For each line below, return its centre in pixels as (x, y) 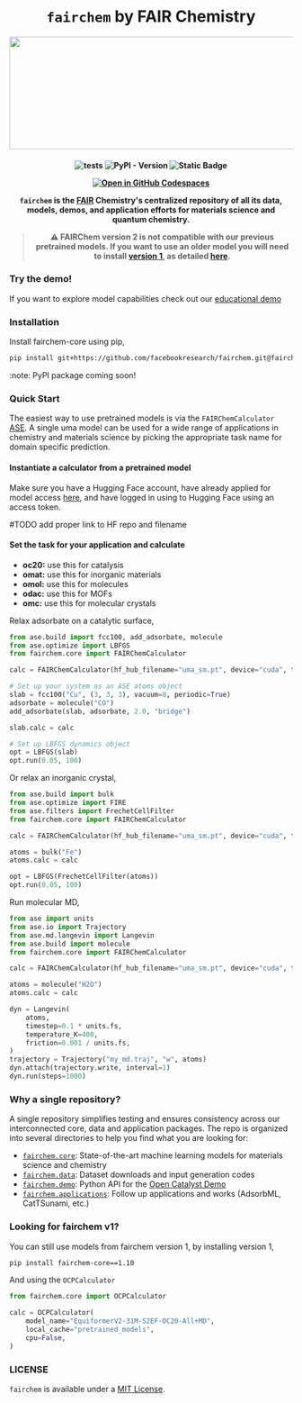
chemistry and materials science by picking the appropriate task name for (146, 438)
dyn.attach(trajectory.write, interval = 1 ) (90, 1068)
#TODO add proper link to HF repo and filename (98, 524)
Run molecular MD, (44, 902)
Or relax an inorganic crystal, (63, 778)
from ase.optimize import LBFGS (70, 646)
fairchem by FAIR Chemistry (151, 17)
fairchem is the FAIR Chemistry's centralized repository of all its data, (151, 200)
